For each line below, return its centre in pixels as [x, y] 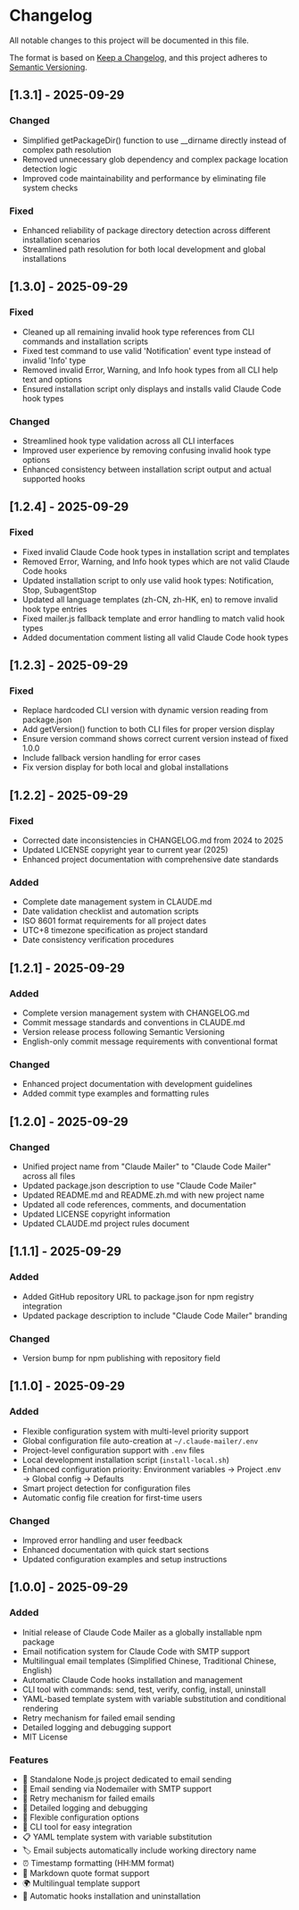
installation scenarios [61, 240]
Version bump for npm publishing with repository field [121, 1358]
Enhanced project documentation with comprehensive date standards [150, 859]
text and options [52, 379]
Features [29, 1760]
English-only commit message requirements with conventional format [150, 1041]
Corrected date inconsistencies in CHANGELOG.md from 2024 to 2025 [153, 840]
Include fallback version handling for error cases [111, 758]
